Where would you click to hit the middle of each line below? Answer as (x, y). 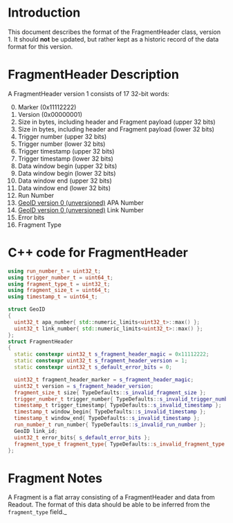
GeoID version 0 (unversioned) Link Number (81, 210)
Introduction (44, 13)
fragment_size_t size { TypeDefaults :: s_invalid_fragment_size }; (110, 392)
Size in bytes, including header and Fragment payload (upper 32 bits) (117, 122)
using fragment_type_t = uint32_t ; (59, 284)
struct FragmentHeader (40, 341)
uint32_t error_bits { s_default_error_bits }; (82, 437)
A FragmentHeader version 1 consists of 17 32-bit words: (89, 93)
